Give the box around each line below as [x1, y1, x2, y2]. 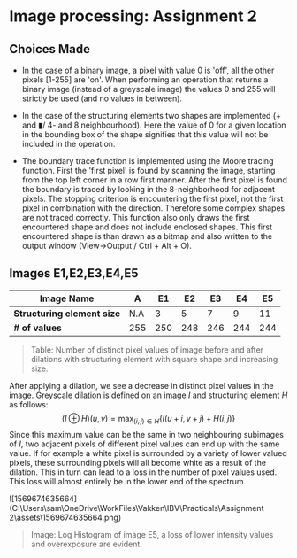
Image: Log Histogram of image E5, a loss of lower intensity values [30, 529, 274, 539]
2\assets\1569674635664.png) [9, 512, 122, 523]
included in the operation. [21, 139, 116, 149]
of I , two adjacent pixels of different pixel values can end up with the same [9, 438, 280, 449]
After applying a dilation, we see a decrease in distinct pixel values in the [9, 380, 274, 391]
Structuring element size [13, 307, 121, 320]
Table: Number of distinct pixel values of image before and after [30, 344, 263, 355]
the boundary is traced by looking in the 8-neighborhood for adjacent [21, 184, 276, 194]
